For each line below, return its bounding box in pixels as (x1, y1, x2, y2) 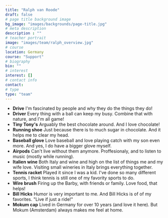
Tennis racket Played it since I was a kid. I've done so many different (12, 170, 156, 176)
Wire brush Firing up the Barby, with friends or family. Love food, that (12, 180, 157, 186)
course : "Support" (5, 54, 44, 59)
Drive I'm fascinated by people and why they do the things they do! (12, 105, 153, 111)
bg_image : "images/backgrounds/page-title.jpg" (5, 21, 107, 27)
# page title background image (5, 17, 71, 22)
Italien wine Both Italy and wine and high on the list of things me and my (12, 159, 163, 165)
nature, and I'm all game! (12, 116, 65, 122)
